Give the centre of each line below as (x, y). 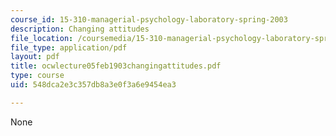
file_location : (42, 38)
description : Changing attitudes (80, 29)
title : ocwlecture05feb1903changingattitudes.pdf (116, 66)
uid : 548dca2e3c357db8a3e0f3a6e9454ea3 (93, 85)
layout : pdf (35, 57)
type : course (37, 76)
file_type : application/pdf (69, 47)
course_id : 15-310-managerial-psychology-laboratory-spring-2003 (149, 19)
